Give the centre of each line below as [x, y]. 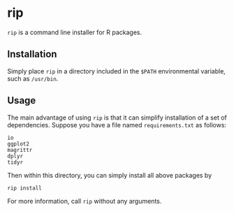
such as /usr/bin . [33, 78]
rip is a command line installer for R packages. [74, 32]
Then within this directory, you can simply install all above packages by [110, 175]
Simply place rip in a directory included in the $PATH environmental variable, [116, 71]
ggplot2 [19, 144]
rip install [24, 188]
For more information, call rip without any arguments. [85, 202]
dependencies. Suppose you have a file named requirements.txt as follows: [117, 125]
